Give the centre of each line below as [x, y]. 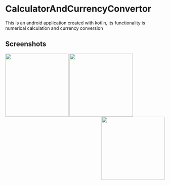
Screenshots [26, 44]
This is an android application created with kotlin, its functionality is [75, 23]
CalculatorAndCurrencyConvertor [78, 9]
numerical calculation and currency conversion [54, 28]
